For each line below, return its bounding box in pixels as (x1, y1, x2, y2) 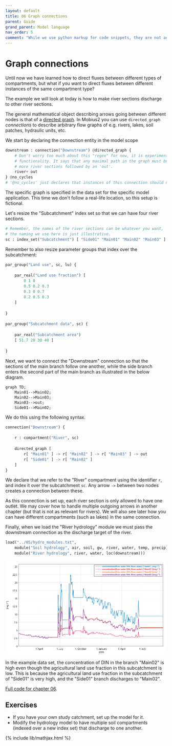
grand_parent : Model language (5, 25, 70, 30)
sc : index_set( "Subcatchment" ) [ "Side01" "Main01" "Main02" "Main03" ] (5, 237, 166, 242)
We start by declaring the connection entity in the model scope (5, 137, 138, 143)
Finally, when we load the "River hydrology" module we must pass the (5, 524, 153, 530)
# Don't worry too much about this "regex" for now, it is (14, 153, 143, 158)
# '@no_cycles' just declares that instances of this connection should (5, 180, 164, 185)
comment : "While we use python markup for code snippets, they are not (5, 35, 161, 40)
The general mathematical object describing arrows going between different (5, 111, 166, 117)
